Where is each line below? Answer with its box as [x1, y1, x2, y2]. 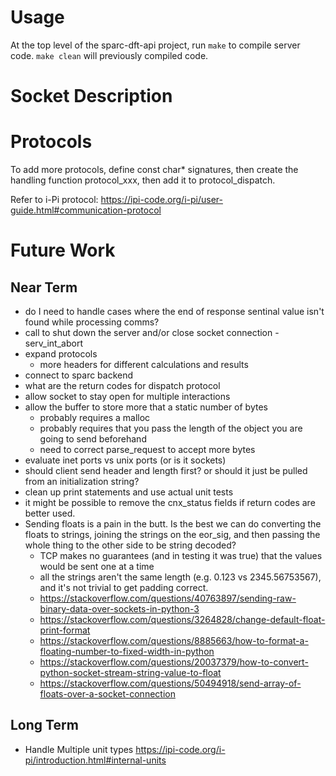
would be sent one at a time [39, 561, 155, 573]
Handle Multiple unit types [24, 743, 134, 755]
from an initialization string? [24, 476, 140, 488]
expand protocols [24, 348, 98, 360]
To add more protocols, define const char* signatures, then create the [10, 164, 299, 176]
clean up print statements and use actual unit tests [24, 486, 234, 498]
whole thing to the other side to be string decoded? [24, 539, 237, 551]
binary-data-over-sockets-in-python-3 [39, 603, 200, 615]
